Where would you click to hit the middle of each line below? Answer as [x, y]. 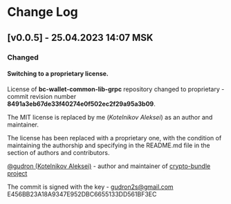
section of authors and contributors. [58, 152]
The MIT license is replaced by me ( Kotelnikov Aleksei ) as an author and [110, 117]
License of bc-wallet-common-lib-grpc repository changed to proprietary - [116, 89]
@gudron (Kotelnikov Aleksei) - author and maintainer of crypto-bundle [109, 166]
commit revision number [42, 96]
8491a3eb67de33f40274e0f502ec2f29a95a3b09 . [81, 104]
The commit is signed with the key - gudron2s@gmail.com [91, 187]
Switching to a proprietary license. [58, 74]
